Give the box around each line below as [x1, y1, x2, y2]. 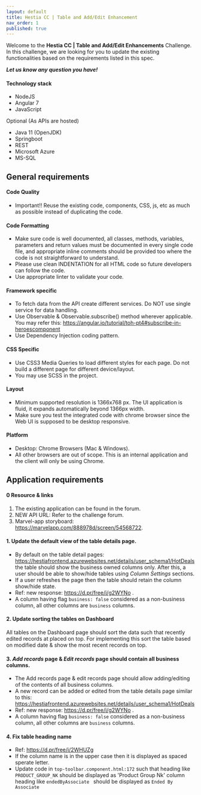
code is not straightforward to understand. [14, 254, 120, 261]
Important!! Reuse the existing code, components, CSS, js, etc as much [14, 202, 190, 209]
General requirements [6, 172, 90, 182]
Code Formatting [6, 222, 49, 229]
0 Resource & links [6, 492, 54, 499]
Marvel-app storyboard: [14, 517, 74, 525]
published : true [6, 25, 47, 32]
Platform [6, 431, 29, 438]
